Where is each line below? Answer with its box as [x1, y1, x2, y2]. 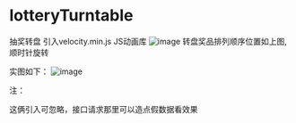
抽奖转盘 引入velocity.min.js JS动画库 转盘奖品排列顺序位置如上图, [9, 36, 287, 46]
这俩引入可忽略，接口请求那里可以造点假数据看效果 [9, 103, 198, 114]
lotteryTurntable [9, 5, 134, 26]
